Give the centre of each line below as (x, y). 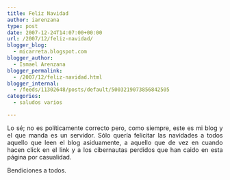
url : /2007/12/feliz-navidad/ (50, 39)
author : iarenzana (33, 20)
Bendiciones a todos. (37, 170)
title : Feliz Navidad (38, 13)
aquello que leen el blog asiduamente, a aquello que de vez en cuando (115, 142)
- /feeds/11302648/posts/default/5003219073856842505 (91, 90)
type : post (23, 26)
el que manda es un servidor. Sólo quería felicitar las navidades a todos (115, 135)
